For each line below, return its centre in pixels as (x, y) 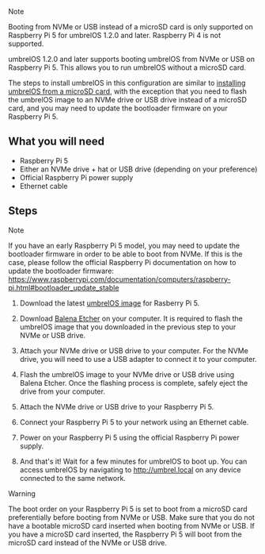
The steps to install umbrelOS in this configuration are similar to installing (127, 83)
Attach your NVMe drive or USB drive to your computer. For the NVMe (134, 350)
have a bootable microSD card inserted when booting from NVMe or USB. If (131, 525)
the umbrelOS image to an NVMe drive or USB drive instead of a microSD (128, 100)
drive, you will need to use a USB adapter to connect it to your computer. (138, 359)
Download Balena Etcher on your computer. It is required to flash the (131, 318)
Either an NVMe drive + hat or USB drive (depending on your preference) (138, 169)
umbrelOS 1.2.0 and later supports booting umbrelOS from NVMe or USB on (132, 59)
